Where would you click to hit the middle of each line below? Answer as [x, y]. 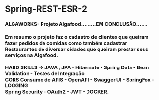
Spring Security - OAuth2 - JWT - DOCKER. [57, 92]
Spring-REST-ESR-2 [46, 9]
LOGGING [16, 86]
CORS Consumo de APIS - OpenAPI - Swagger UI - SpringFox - [80, 80]
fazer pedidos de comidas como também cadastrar [66, 43]
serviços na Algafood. [31, 55]
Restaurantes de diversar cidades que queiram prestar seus [77, 50]
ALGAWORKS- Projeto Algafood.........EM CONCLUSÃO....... [77, 24]
